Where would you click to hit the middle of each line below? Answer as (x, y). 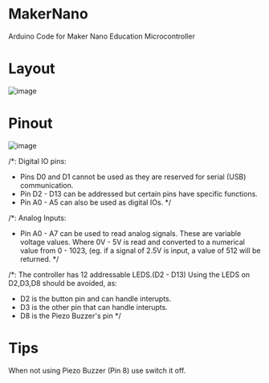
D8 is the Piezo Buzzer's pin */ (71, 316)
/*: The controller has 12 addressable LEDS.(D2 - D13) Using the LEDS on (129, 275)
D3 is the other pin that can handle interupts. (94, 307)
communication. (47, 185)
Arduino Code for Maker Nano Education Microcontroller (102, 36)
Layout (32, 69)
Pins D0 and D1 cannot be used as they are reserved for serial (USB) (133, 177)
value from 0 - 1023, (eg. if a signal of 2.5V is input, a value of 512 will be (140, 251)
